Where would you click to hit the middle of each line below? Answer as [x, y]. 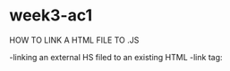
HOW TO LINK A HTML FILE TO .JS [74, 40]
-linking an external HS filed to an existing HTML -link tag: [116, 57]
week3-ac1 [51, 16]
